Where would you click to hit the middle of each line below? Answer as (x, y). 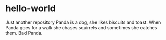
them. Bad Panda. (24, 33)
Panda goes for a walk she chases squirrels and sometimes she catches (81, 27)
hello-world (31, 9)
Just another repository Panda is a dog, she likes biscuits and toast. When (83, 22)
